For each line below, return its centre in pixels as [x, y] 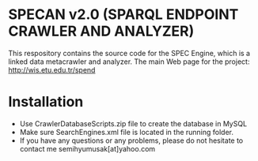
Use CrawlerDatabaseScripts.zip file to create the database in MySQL [133, 123]
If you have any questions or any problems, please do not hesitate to [131, 140]
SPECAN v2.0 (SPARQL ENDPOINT [123, 15]
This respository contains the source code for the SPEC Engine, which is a [129, 53]
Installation [46, 102]
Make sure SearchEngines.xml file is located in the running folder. [127, 132]
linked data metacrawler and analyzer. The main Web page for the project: [129, 62]
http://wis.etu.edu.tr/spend [52, 69]
